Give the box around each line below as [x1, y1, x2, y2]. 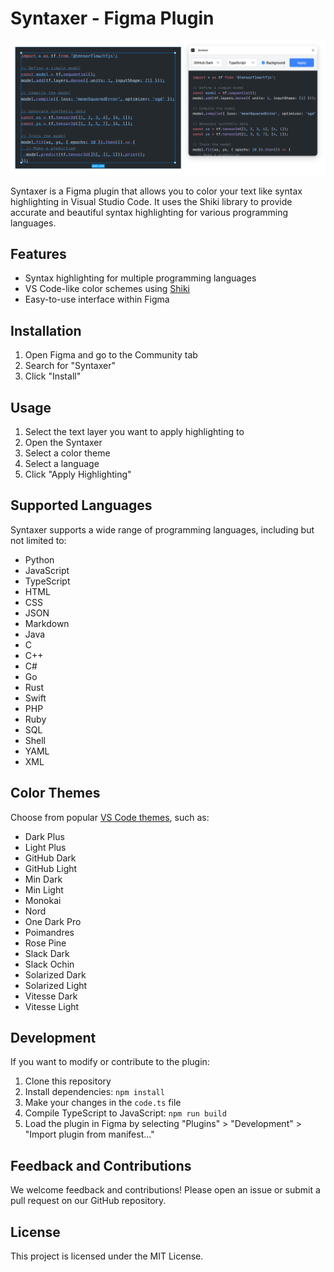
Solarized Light [24, 979, 88, 991]
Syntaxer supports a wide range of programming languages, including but [10, 523, 315, 536]
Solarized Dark [24, 968, 87, 981]
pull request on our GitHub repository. [10, 1195, 167, 1207]
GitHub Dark [24, 852, 77, 864]
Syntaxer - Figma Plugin [10, 7, 215, 30]
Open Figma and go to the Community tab [24, 349, 198, 361]
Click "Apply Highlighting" [24, 468, 132, 480]
